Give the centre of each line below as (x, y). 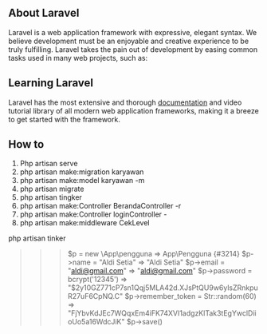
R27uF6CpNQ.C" (95, 296)
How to (26, 144)
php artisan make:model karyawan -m (82, 181)
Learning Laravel (51, 83)
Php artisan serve (49, 164)
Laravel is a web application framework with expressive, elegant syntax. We (133, 32)
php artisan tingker (51, 197)
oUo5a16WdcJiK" (96, 322)
